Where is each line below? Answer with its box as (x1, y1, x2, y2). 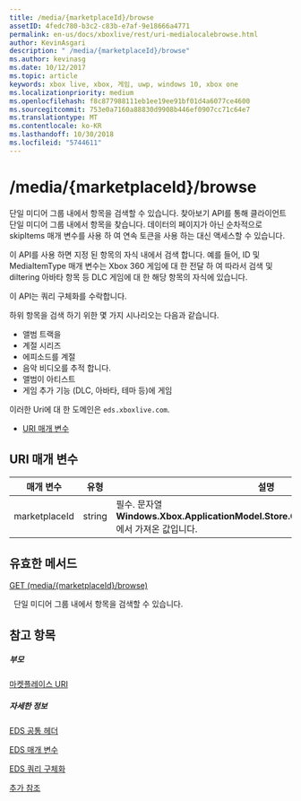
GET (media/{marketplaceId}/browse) (9, 580, 148, 591)
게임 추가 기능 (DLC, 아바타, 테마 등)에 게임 (21, 385, 173, 396)
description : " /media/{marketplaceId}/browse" (9, 47, 191, 56)
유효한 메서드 (9, 555, 78, 570)
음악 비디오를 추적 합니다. (21, 362, 112, 373)
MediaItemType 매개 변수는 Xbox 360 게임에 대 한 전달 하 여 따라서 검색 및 (9, 260, 273, 271)
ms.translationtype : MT (9, 113, 99, 122)
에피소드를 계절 (21, 351, 76, 361)
